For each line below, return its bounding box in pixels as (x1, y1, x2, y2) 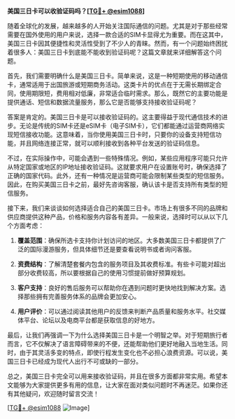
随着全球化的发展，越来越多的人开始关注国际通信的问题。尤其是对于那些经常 (7, 22, 228, 30)
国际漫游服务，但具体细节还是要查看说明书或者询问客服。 (29, 245, 196, 253)
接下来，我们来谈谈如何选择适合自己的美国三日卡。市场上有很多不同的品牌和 (7, 204, 228, 212)
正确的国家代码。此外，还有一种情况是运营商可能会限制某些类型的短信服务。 (7, 172, 228, 179)
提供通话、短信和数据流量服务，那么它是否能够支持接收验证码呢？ (7, 98, 197, 106)
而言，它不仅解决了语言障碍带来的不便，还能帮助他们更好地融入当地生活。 (7, 340, 222, 348)
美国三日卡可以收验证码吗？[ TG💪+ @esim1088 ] (7, 7, 145, 15)
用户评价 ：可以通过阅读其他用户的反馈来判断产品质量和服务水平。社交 (17, 308, 220, 315)
